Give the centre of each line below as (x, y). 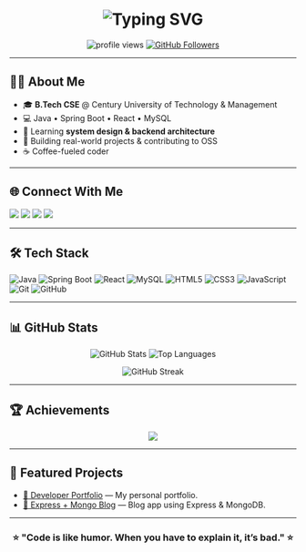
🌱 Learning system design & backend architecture (119, 131)
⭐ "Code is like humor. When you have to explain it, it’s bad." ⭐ (153, 537)
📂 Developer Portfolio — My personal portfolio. (110, 495)
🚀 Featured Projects (66, 473)
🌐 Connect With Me (66, 192)
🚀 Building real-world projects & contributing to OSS (120, 140)
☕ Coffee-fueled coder (66, 151)
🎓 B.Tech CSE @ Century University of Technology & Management (150, 104)
